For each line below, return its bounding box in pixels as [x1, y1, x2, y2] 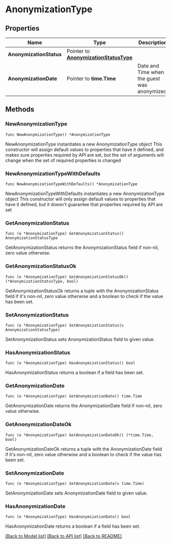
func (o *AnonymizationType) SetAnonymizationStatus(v [5, 323, 124, 328]
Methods [5, 105, 35, 114]
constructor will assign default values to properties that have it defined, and [5, 146, 164, 153]
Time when [137, 69, 164, 76]
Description [138, 39, 167, 46]
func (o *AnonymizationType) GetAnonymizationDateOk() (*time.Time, [5, 432, 154, 437]
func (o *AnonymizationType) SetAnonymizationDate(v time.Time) [5, 481, 145, 486]
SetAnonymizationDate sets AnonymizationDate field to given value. [5, 490, 148, 496]
